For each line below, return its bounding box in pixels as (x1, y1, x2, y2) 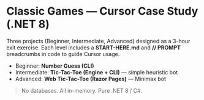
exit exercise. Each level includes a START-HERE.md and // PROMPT (6, 44, 181, 51)
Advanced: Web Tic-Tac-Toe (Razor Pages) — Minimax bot (15, 75, 167, 82)
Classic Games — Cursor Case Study (6, 4, 198, 18)
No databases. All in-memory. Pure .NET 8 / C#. (21, 87, 143, 94)
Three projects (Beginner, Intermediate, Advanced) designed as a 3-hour (6, 37, 191, 45)
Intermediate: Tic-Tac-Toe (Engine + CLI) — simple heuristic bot (15, 68, 178, 76)
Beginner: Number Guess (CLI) (15, 62, 94, 70)
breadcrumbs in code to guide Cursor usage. (6, 50, 120, 57)
